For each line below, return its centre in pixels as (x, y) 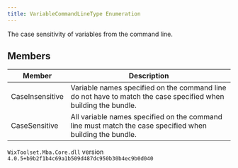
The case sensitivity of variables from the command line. (90, 34)
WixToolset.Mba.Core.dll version (56, 152)
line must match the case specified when (138, 126)
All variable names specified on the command (147, 117)
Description (149, 76)
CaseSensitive (35, 126)
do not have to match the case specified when (147, 97)
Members (29, 56)
